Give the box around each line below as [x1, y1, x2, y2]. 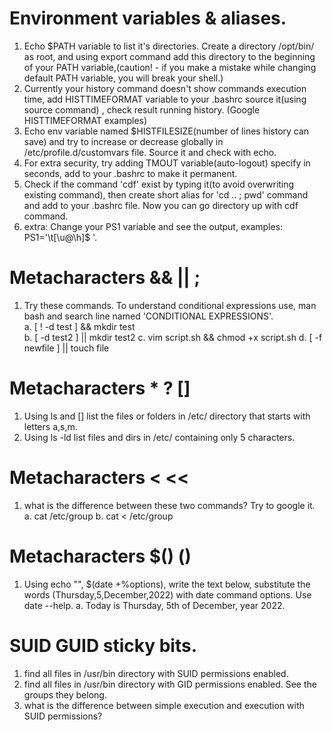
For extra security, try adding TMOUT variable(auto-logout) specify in [23, 157, 311, 169]
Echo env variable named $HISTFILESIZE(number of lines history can [23, 125, 310, 137]
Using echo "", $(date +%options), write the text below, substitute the [23, 578, 311, 590]
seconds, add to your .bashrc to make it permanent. [23, 167, 238, 179]
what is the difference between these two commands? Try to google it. [23, 499, 316, 511]
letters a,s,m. [23, 420, 78, 432]
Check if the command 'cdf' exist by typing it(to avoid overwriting [23, 178, 295, 190]
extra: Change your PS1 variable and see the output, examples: [23, 220, 284, 232]
